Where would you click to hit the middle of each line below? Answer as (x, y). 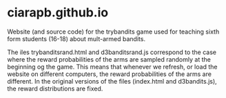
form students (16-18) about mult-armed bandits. (76, 38)
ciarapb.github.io (58, 13)
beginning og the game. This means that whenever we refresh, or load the (112, 66)
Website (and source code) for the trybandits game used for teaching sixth (113, 32)
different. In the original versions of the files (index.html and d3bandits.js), (112, 81)
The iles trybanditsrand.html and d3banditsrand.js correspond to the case (112, 52)
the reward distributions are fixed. (55, 88)
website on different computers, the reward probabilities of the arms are (110, 74)
